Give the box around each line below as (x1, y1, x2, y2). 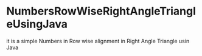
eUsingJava (6, 17, 68, 31)
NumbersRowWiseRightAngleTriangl (6, 4, 197, 18)
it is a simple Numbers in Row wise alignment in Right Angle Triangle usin (6, 37, 190, 44)
